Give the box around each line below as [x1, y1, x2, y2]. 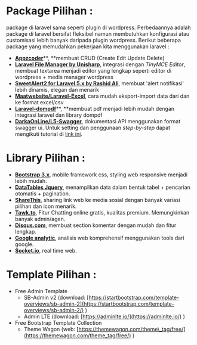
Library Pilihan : [6, 151, 85, 165]
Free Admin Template [14, 287, 67, 294]
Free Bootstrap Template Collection [14, 319, 102, 326]
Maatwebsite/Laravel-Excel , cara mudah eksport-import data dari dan [14, 92, 190, 100]
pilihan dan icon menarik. [14, 203, 77, 210]
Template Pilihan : [6, 268, 97, 281]
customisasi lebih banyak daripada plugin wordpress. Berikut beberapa [6, 36, 181, 43]
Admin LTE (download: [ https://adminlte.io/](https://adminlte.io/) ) [23, 313, 185, 320]
